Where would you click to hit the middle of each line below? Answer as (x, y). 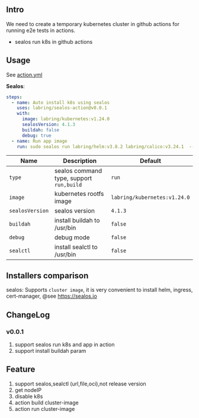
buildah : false (41, 130)
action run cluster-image (45, 409)
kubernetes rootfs (79, 194)
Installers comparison (47, 276)
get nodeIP (28, 390)
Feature (21, 369)
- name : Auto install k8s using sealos (61, 102)
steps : (14, 97)
